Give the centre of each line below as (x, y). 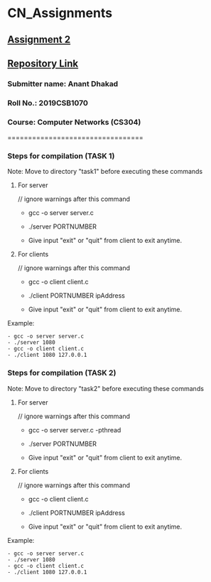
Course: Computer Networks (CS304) (74, 122)
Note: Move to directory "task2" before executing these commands (106, 388)
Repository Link (43, 63)
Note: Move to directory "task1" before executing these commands (105, 172)
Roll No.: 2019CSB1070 (48, 103)
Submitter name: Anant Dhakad (63, 83)
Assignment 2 (39, 40)
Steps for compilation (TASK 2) (62, 373)
